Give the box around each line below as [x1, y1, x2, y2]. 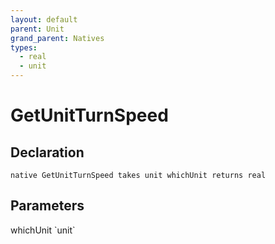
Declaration [10, 144, 85, 161]
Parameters [10, 197, 85, 215]
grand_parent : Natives [10, 33, 105, 43]
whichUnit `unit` [10, 224, 76, 236]
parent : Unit [10, 24, 65, 34]
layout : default [10, 14, 78, 25]
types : [10, 42, 38, 53]
